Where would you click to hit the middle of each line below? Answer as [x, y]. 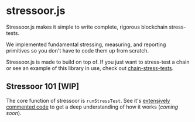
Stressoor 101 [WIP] [43, 87]
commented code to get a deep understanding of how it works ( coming [92, 107]
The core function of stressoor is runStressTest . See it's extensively [88, 100]
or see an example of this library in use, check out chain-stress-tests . [90, 68]
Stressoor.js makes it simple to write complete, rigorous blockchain [87, 27]
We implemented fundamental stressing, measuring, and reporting [86, 44]
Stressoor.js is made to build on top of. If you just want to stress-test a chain [98, 62]
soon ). [14, 113]
